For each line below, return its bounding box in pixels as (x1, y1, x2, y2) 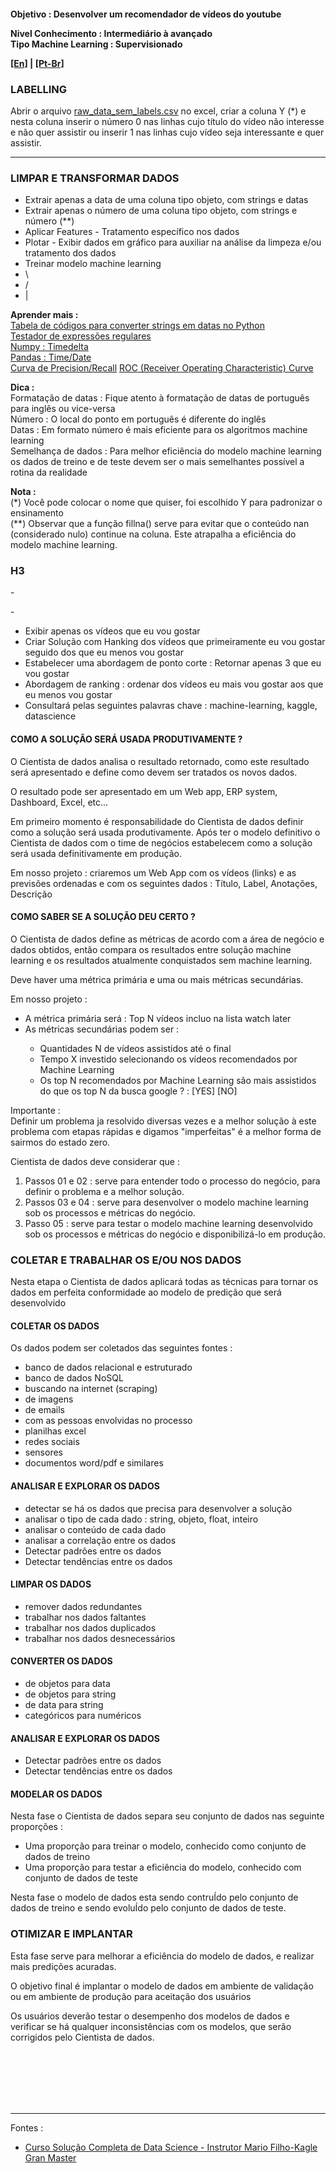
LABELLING (10, 82, 68, 96)
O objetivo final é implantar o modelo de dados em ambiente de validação (10, 1980, 314, 1992)
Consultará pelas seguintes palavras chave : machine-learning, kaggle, (24, 700, 318, 712)
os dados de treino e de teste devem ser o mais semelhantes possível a (10, 456, 305, 468)
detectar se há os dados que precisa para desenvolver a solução (24, 1502, 293, 1514)
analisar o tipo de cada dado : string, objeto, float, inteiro (24, 1513, 259, 1525)
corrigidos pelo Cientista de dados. (10, 2031, 155, 2043)
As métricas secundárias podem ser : (24, 1023, 180, 1035)
